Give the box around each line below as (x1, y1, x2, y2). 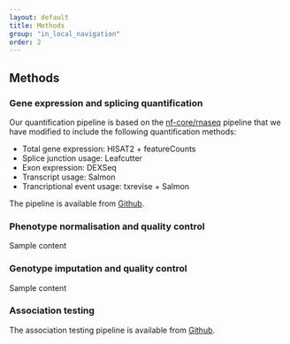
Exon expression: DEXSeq (21, 162, 117, 172)
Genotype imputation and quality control (9, 263, 187, 275)
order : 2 (9, 37, 42, 47)
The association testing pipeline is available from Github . (9, 325, 216, 335)
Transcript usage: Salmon (21, 172, 117, 182)
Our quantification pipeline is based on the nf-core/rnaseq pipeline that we (9, 117, 281, 127)
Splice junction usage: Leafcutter (21, 152, 143, 164)
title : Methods (9, 21, 65, 30)
